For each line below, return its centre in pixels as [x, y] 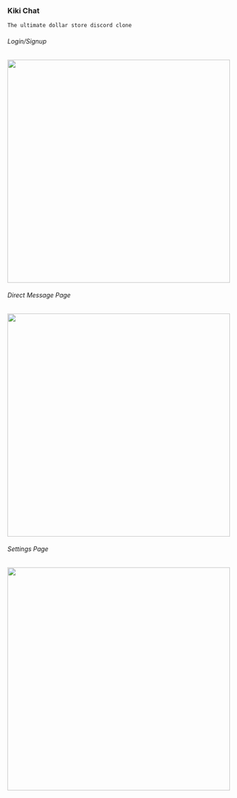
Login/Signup [27, 41]
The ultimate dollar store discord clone [70, 26]
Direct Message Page [39, 296]
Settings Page [28, 549]
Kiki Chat [23, 11]
